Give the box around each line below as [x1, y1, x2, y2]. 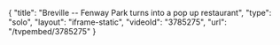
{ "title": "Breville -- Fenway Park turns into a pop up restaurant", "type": [8, 8, 272, 18]
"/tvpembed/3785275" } [8, 26, 97, 36]
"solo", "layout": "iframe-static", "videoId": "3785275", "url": [8, 17, 228, 27]
